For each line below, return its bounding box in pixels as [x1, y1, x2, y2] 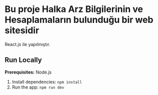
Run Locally [4, 56, 42, 64]
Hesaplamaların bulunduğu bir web [4, 14, 153, 25]
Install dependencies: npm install [11, 78, 82, 84]
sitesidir [4, 25, 39, 36]
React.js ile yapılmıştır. [4, 41, 50, 47]
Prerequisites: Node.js [4, 69, 52, 75]
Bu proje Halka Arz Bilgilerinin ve [4, 3, 143, 15]
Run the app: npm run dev [11, 84, 64, 90]
